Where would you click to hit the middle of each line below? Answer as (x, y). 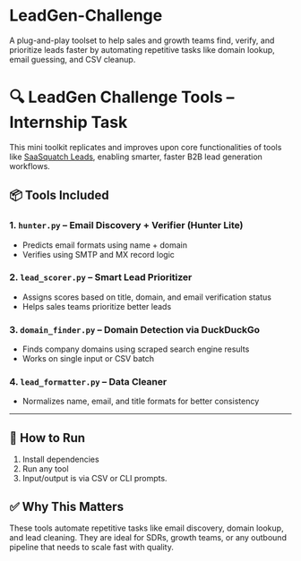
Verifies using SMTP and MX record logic (98, 254)
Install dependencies (61, 459)
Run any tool (45, 469)
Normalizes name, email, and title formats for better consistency (141, 401)
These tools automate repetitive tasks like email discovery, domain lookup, (146, 528)
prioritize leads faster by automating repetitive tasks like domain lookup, (142, 49)
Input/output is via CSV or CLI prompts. (95, 479)
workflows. (30, 166)
